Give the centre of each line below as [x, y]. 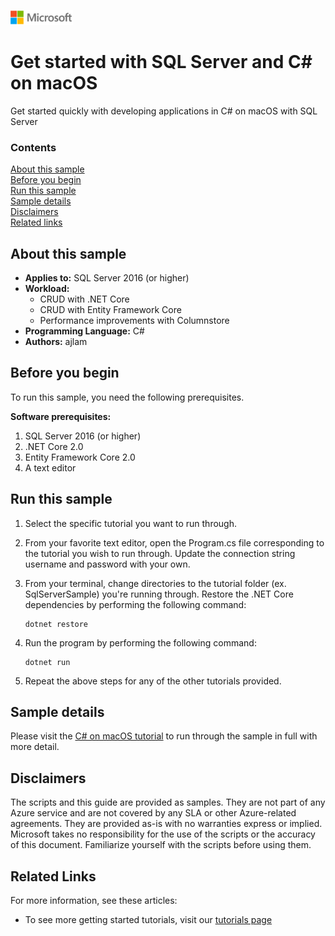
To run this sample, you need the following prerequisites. [127, 397]
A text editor [50, 467]
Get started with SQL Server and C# [161, 62]
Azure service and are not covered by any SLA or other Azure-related [153, 813]
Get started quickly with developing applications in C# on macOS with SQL [164, 111]
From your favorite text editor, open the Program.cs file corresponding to [174, 542]
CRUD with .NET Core [84, 299]
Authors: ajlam [56, 342]
